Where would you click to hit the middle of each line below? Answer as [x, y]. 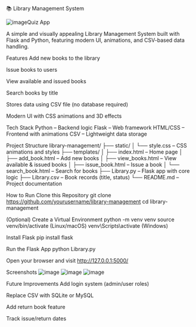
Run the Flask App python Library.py [51, 249]
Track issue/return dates [36, 318]
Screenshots [22, 272]
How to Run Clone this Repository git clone [59, 195]
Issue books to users [32, 70]
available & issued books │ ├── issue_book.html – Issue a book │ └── [93, 164]
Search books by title [32, 93]
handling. [18, 46]
